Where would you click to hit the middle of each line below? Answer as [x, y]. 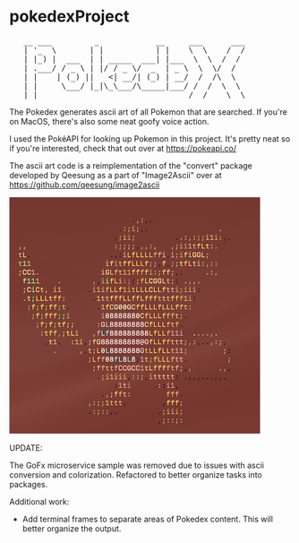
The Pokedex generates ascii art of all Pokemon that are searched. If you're [149, 112]
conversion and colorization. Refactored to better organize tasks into [136, 474]
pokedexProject [69, 17]
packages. [29, 484]
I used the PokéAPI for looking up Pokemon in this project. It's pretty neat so [150, 138]
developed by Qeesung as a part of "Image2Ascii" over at [115, 175]
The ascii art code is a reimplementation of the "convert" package [131, 165]
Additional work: [39, 501]
